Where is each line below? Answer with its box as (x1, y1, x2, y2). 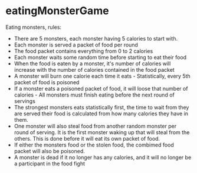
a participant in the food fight (14, 160, 86, 167)
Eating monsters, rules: (5, 24, 62, 31)
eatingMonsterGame (5, 4, 110, 18)
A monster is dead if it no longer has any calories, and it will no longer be (14, 154, 192, 161)
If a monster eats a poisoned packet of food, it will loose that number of (14, 85, 188, 92)
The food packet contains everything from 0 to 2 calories (14, 47, 153, 54)
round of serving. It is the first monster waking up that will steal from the (14, 128, 190, 136)
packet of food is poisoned (14, 78, 80, 86)
